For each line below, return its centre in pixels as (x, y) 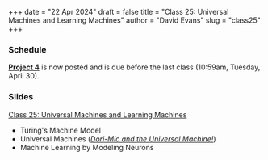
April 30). (24, 76)
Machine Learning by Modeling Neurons (87, 147)
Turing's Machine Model (60, 130)
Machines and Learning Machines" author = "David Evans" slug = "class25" (134, 20)
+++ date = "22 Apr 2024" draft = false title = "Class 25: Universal (119, 12)
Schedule (27, 49)
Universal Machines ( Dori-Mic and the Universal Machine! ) (118, 139)
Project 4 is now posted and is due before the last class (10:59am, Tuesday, (134, 67)
